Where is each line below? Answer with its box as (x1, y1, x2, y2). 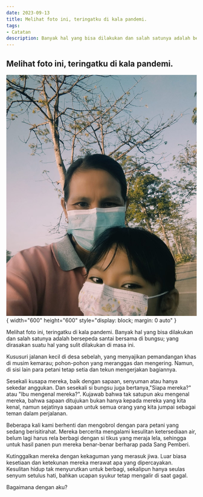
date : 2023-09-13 (6, 10, 50, 16)
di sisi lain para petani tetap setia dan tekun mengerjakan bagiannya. (6, 366, 177, 374)
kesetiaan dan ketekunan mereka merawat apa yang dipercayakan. (6, 459, 173, 466)
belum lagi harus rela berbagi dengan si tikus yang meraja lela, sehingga (6, 435, 187, 442)
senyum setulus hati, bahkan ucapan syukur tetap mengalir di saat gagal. (6, 472, 188, 479)
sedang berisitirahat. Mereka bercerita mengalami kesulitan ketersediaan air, (6, 428, 196, 435)
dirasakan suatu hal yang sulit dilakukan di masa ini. (6, 341, 135, 349)
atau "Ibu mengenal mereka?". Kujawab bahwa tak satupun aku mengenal (6, 390, 190, 398)
